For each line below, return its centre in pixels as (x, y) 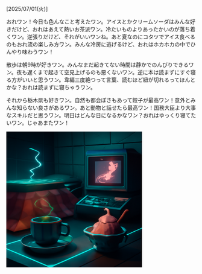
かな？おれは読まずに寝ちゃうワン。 (51, 87)
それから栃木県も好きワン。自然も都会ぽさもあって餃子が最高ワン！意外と (99, 100)
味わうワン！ (38, 52)
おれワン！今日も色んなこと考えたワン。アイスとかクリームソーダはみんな (98, 22)
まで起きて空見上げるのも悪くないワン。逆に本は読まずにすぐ (114, 72)
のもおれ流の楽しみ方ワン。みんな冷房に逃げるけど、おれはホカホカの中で (99, 44)
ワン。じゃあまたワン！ (40, 123)
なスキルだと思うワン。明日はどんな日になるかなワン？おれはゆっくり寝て (99, 115)
